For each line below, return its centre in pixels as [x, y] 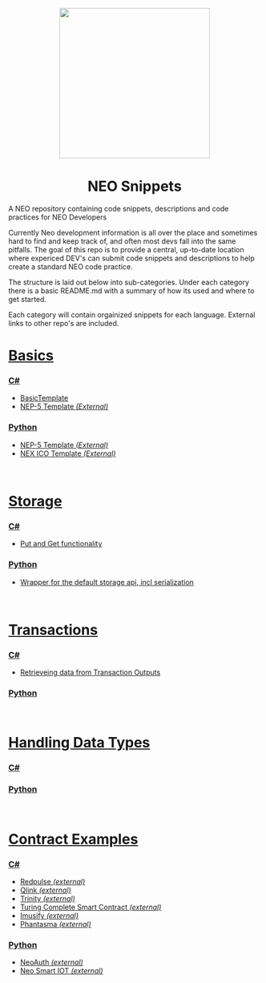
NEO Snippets [135, 186]
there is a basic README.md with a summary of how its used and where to [131, 290]
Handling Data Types [79, 743]
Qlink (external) [46, 890]
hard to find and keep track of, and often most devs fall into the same [122, 241]
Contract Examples [73, 839]
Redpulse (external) [52, 882]
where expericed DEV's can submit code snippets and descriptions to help [131, 258]
